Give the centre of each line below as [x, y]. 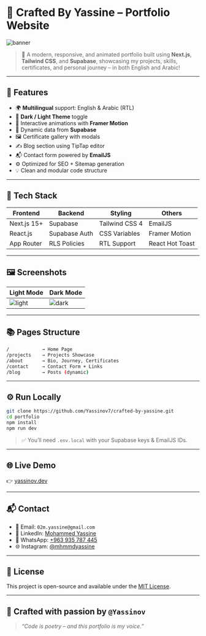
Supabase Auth [71, 233]
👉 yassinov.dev [27, 481]
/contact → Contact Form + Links [55, 366]
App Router [26, 243]
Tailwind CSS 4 [121, 223]
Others [172, 213]
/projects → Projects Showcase [51, 355]
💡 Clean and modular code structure [61, 170]
